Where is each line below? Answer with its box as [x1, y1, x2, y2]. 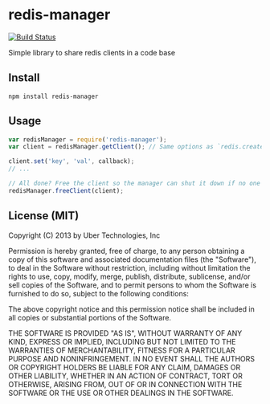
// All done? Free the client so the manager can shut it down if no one [8, 179, 261, 188]
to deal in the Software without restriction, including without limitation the [8, 263, 251, 272]
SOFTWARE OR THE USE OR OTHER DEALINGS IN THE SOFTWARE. [8, 388, 234, 398]
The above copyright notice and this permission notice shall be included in [8, 304, 255, 314]
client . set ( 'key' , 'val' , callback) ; [8, 157, 135, 165]
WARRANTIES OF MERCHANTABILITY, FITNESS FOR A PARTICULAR [8, 345, 235, 355]
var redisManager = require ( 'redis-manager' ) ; [8, 135, 167, 144]
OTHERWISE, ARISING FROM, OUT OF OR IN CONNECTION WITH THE [8, 379, 243, 389]
